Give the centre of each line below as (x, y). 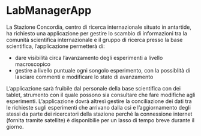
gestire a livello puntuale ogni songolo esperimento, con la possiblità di (103, 70)
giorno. (15, 126)
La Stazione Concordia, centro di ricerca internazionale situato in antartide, (99, 27)
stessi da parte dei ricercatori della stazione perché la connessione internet (99, 114)
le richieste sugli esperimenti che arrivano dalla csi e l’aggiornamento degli (98, 107)
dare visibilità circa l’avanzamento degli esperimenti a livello (89, 58)
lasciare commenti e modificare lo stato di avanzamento (84, 77)
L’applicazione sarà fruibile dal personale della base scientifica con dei (94, 88)
